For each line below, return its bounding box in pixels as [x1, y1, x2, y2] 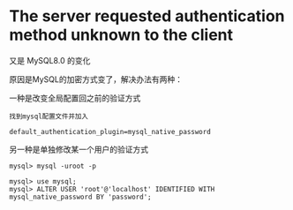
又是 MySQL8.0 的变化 [9, 55, 91, 65]
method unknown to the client [9, 25, 234, 45]
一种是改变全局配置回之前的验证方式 [9, 93, 141, 103]
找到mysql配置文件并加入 [9, 112, 88, 121]
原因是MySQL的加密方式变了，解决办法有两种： [9, 73, 184, 85]
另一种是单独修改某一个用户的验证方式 [9, 144, 148, 154]
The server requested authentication [9, 6, 285, 26]
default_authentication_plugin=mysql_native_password [9, 127, 212, 136]
